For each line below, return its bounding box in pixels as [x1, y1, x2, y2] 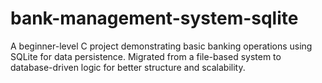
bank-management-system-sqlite [10, 7, 299, 30]
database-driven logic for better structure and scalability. [10, 61, 246, 73]
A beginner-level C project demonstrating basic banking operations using [10, 40, 313, 52]
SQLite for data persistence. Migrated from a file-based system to [10, 50, 282, 62]
